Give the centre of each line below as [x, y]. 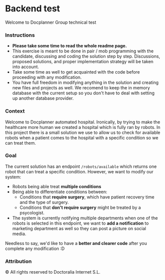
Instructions [20, 35]
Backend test [33, 9]
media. [19, 234]
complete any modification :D [35, 248]
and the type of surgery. [44, 202]
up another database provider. [43, 98]
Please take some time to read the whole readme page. [69, 46]
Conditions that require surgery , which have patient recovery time [87, 197]
